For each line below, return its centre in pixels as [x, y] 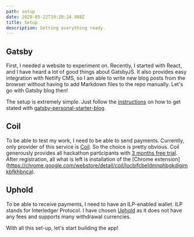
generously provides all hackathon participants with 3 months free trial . [92, 153]
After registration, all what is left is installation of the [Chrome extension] [93, 159]
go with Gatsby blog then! [37, 91]
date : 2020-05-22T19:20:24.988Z [45, 17]
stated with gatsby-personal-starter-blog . [56, 108]
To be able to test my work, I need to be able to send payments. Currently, [95, 140]
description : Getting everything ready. [56, 28]
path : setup [20, 11]
